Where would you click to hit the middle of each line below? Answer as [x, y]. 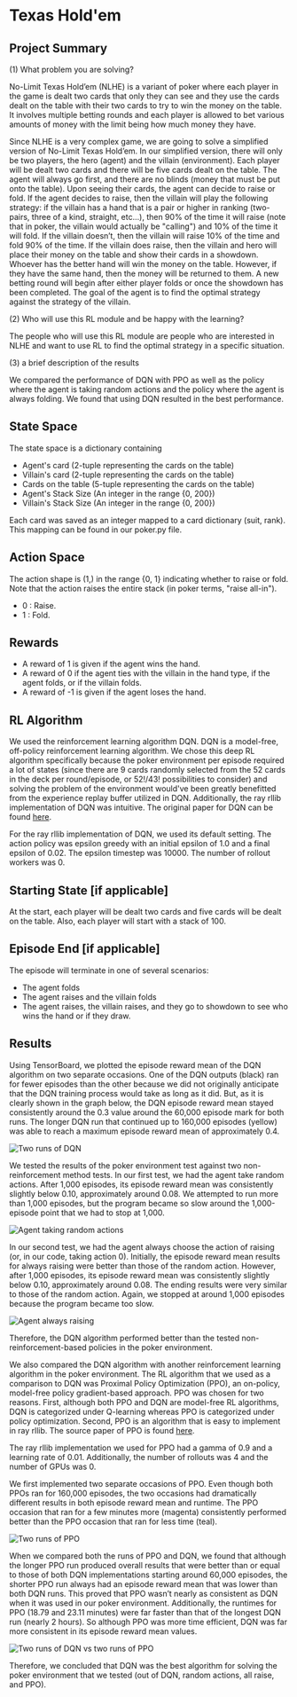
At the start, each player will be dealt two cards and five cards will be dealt [145, 912]
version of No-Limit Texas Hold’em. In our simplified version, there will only [146, 151]
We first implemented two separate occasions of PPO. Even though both [141, 1483]
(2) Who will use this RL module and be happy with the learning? [127, 319]
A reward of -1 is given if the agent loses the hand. [114, 692]
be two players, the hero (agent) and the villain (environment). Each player [145, 160]
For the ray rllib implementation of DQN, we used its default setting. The [141, 834]
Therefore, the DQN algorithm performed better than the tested [125, 1338]
